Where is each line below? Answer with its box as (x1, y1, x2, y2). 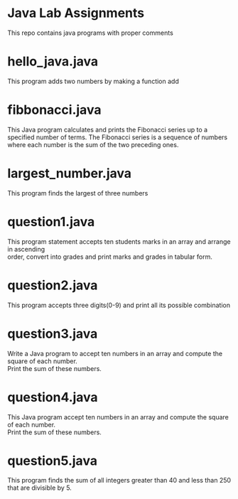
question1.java (7, 213, 95, 230)
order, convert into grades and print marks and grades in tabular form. (7, 252, 213, 261)
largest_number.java (7, 166, 132, 181)
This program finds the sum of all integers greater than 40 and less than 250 (7, 476, 232, 485)
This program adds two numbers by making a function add (7, 77, 179, 85)
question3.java (7, 326, 98, 342)
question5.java (7, 453, 98, 468)
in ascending (7, 245, 45, 253)
